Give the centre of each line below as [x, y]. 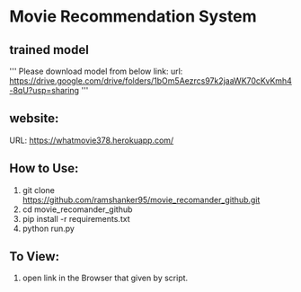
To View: [35, 257]
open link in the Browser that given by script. [105, 278]
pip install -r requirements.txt [76, 218]
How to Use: [44, 168]
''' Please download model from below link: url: [96, 71]
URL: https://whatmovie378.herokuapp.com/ [92, 140]
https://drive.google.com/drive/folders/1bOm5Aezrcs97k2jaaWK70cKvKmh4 [150, 81]
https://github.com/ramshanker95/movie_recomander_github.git [141, 199]
